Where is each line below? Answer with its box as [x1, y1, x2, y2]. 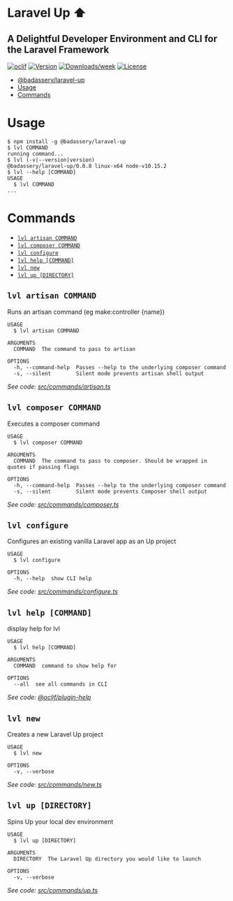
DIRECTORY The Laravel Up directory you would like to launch [13, 855, 201, 863]
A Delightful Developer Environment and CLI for [7, 33, 218, 45]
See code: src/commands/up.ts [7, 886, 98, 894]
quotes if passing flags [7, 463, 80, 470]
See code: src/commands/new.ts [7, 780, 103, 788]
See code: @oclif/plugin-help [7, 693, 91, 702]
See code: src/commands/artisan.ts [7, 382, 111, 391]
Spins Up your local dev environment [7, 817, 114, 826]
